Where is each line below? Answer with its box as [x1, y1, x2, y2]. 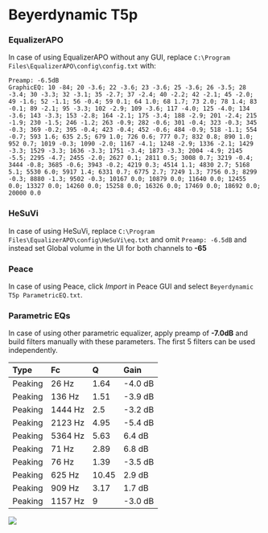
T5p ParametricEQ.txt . [8, 290, 83, 300]
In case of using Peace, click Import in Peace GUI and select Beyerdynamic [8, 281, 254, 291]
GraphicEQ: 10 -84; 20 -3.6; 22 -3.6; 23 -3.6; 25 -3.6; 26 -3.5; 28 [8, 84, 247, 92]
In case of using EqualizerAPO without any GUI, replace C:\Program [8, 52, 231, 62]
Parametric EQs [8, 310, 71, 321]
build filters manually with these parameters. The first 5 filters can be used [8, 337, 256, 346]
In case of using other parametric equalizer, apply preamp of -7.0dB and [8, 328, 248, 338]
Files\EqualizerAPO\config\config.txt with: [8, 61, 157, 71]
